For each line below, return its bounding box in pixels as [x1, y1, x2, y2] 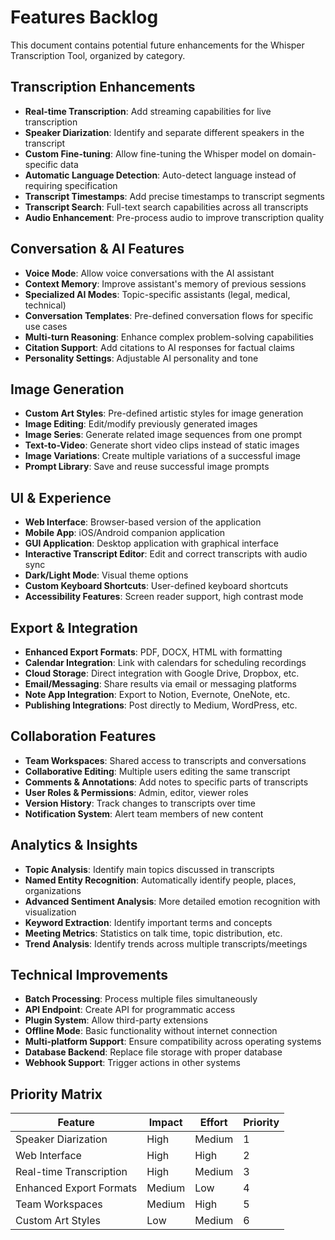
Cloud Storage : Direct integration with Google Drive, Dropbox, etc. [24, 667, 300, 679]
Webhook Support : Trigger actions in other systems [24, 1057, 241, 1069]
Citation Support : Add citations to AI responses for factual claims [24, 341, 295, 353]
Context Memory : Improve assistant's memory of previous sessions [24, 277, 307, 290]
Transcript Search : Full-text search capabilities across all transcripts [24, 201, 309, 213]
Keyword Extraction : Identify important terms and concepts [24, 916, 273, 928]
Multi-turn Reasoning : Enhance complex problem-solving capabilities [24, 331, 315, 343]
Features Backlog [10, 6, 159, 29]
